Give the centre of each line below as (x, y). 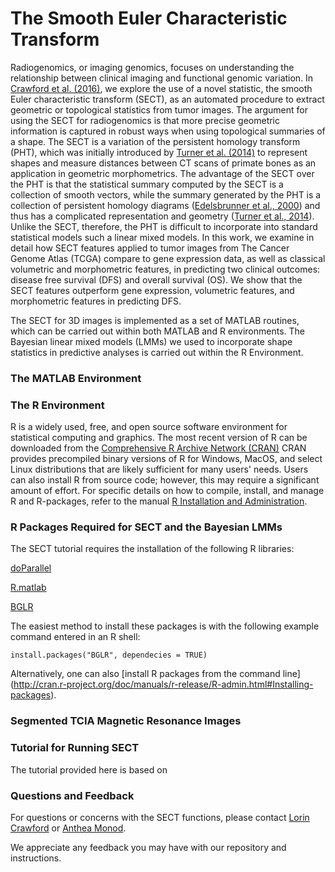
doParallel (31, 568)
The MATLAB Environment (76, 378)
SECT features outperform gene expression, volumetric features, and (152, 290)
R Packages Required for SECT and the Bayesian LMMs (146, 527)
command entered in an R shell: (75, 637)
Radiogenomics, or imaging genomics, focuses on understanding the (152, 67)
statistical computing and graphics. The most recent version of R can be (159, 438)
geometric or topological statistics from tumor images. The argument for (159, 109)
